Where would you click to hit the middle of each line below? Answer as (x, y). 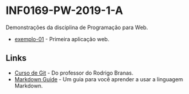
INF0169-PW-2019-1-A (65, 11)
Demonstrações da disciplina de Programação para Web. (77, 27)
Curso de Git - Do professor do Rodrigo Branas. (74, 73)
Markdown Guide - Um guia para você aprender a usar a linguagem (99, 79)
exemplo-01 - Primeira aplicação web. (62, 39)
